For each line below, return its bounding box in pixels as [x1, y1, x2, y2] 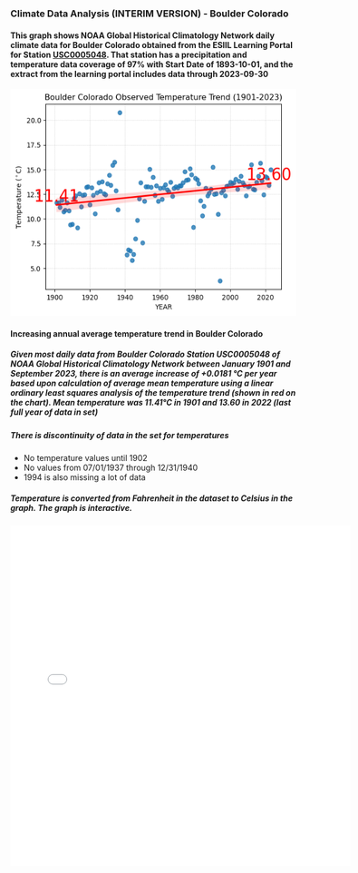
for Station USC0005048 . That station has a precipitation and [10, 49, 247, 60]
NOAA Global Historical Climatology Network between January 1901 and [10, 358, 291, 369]
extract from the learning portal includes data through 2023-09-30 [10, 68, 269, 79]
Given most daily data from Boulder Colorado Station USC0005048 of [10, 348, 280, 360]
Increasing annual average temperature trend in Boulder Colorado [10, 328, 264, 338]
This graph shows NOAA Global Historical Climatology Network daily [10, 30, 276, 41]
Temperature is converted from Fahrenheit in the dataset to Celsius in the [10, 493, 294, 504]
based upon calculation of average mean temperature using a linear [10, 378, 274, 388]
